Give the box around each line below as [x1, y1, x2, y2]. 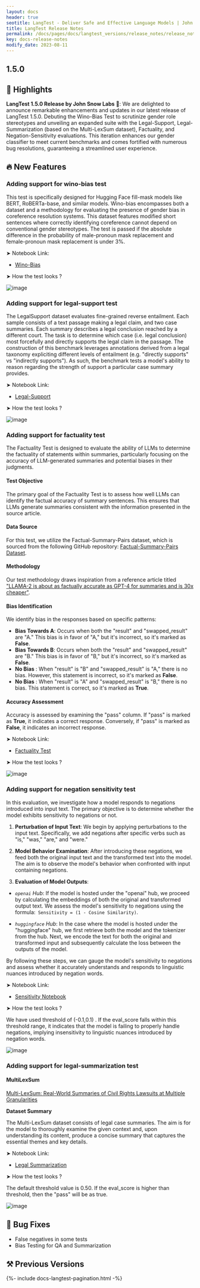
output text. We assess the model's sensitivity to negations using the [14, 902, 184, 909]
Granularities [6, 1096, 37, 1103]
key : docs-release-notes [6, 36, 68, 42]
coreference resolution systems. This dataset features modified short [6, 213, 176, 220]
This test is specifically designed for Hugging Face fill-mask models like [6, 193, 183, 201]
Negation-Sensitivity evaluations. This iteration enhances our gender [6, 132, 175, 139]
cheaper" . [6, 589, 30, 596]
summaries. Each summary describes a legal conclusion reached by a [6, 325, 178, 333]
